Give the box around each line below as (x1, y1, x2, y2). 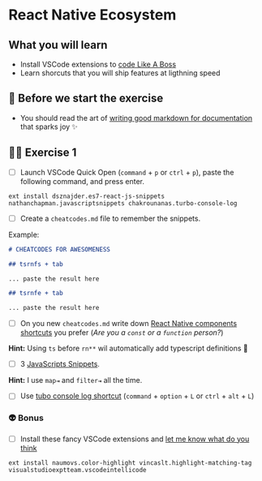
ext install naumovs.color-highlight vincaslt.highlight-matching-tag (8, 458, 252, 467)
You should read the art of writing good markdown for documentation (19, 113, 253, 122)
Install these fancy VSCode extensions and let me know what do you (19, 434, 250, 444)
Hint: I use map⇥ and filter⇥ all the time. (8, 376, 143, 385)
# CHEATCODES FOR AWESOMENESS (8, 245, 111, 253)
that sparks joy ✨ (19, 122, 79, 131)
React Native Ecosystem (8, 6, 177, 24)
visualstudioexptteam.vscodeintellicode (8, 466, 148, 474)
